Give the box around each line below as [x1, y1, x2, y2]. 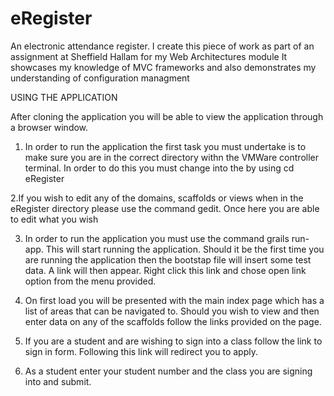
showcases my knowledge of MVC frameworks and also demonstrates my [10, 61, 317, 73]
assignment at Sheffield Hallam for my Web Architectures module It [10, 50, 288, 62]
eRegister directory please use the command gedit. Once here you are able [10, 202, 320, 214]
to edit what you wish [10, 213, 99, 225]
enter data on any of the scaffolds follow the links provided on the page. [24, 315, 322, 327]
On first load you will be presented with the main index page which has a [24, 294, 325, 306]
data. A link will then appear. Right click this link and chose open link [24, 264, 307, 276]
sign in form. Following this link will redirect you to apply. [24, 345, 258, 357]
